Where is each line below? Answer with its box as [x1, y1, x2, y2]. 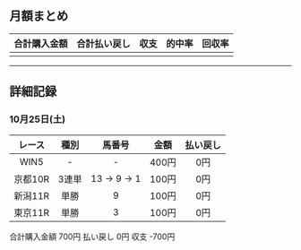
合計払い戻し [76, 37, 132, 49]
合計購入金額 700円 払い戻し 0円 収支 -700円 [9, 231, 176, 242]
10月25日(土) [9, 113, 65, 125]
